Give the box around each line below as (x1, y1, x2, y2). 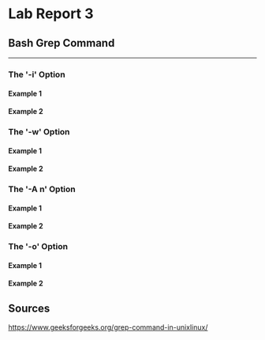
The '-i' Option (8, 69, 65, 80)
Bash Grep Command (8, 36, 115, 50)
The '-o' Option (8, 241, 69, 252)
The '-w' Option (8, 127, 70, 138)
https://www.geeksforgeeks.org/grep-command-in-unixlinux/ (8, 323, 208, 332)
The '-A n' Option (8, 183, 77, 195)
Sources (8, 301, 50, 315)
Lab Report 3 (8, 5, 94, 23)
